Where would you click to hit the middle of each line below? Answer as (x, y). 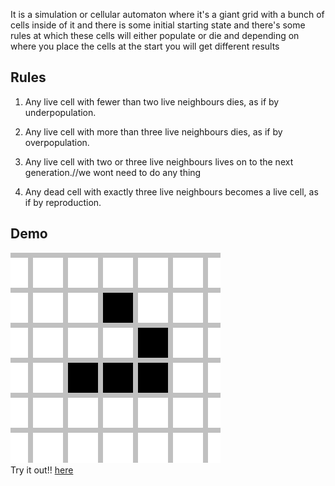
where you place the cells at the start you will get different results (145, 46)
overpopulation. (57, 142)
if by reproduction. (63, 202)
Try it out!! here (42, 470)
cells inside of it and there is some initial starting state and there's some (158, 25)
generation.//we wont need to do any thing (113, 172)
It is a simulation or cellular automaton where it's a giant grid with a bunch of (167, 14)
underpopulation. (60, 112)
